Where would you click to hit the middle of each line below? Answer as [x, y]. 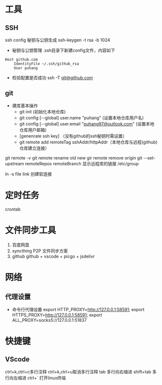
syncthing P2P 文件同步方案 [40, 251]
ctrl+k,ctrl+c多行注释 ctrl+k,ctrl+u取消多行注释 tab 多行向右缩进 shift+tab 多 [81, 371]
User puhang [26, 68]
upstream [15, 163]
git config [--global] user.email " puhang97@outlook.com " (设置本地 [87, 123]
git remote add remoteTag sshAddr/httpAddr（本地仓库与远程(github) [88, 142]
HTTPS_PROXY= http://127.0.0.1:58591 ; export [57, 315]
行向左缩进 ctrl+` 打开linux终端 [36, 378]
